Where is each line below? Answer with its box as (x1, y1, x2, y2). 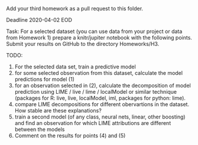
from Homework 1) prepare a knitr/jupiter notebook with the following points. (6, 34, 192, 41)
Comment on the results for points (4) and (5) (14, 132, 126, 139)
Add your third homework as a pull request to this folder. (6, 5, 144, 12)
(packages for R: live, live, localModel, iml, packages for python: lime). (14, 94, 186, 101)
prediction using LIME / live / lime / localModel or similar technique (14, 88, 177, 95)
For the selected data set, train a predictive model (14, 63, 136, 70)
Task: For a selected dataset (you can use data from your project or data (6, 28, 183, 35)
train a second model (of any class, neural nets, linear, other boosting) (14, 113, 186, 120)
